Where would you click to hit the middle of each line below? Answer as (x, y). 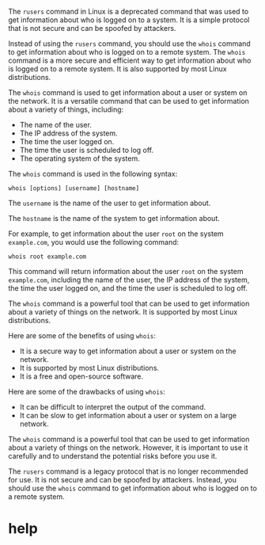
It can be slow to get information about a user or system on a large (128, 415)
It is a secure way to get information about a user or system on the (128, 351)
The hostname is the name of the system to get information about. (114, 218)
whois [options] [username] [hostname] (74, 189)
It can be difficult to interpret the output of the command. (113, 407)
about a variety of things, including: (66, 109)
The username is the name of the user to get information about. (110, 203)
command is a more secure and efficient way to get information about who (130, 60)
